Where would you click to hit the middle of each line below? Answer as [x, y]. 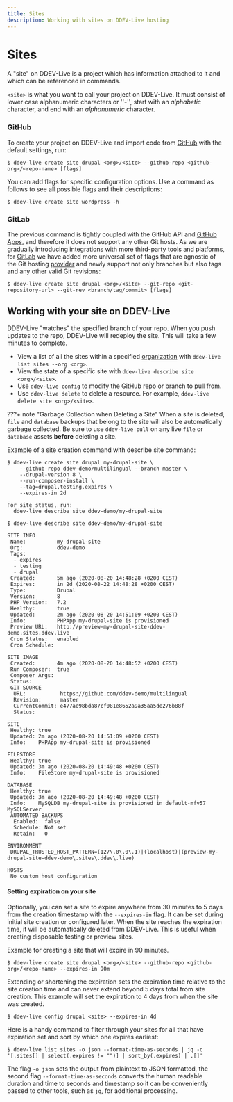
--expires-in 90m [85, 969]
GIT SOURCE [26, 688]
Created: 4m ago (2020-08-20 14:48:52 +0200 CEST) [94, 663]
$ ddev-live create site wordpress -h [63, 202]
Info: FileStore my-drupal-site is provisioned [85, 772]
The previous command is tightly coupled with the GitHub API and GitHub [112, 234]
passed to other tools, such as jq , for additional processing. [93, 1091]
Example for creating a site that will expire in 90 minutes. [88, 950]
